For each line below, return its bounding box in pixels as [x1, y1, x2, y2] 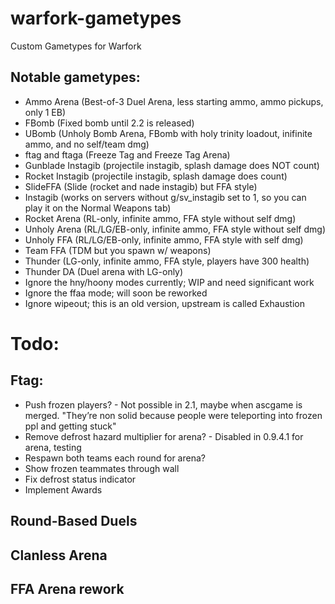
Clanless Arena [10, 547, 108, 564]
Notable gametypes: [10, 69, 141, 86]
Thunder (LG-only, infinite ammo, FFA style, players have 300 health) [24, 255, 310, 267]
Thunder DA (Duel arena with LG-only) [24, 265, 184, 277]
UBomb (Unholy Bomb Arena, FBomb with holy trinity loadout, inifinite [24, 127, 313, 139]
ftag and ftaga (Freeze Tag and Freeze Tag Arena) [24, 148, 231, 161]
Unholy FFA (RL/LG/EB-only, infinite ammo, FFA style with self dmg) [24, 233, 304, 246]
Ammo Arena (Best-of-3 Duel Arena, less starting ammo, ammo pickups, [24, 95, 324, 107]
